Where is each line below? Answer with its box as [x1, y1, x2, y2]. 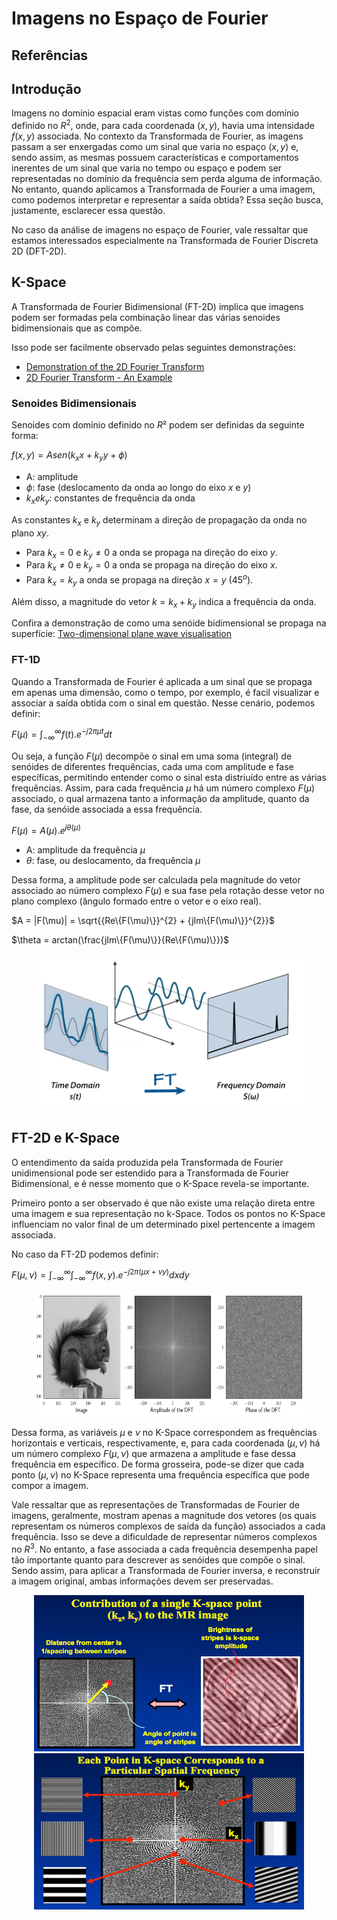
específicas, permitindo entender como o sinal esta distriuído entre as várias [11, 772, 327, 784]
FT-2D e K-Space [11, 1130, 121, 1147]
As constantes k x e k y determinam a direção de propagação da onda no [11, 513, 308, 528]
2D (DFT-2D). [11, 245, 67, 257]
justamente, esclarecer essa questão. [11, 205, 166, 217]
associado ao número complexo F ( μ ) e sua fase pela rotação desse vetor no [11, 884, 325, 896]
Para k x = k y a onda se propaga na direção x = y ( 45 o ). [25, 572, 254, 588]
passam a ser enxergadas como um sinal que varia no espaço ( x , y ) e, [11, 141, 299, 153]
